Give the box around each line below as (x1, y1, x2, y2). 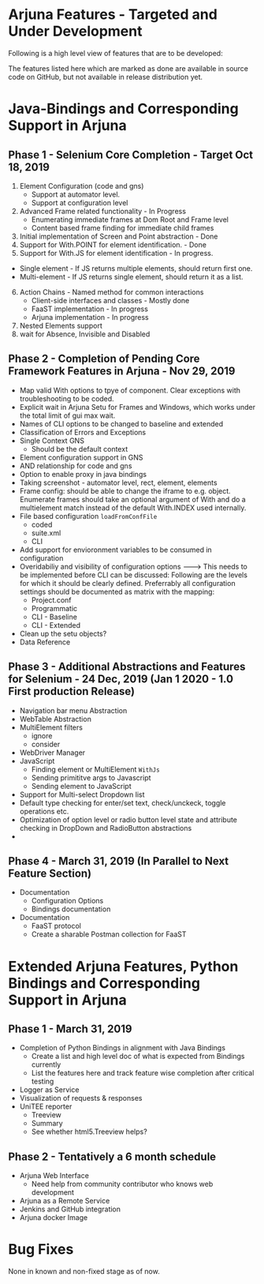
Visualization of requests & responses (19, 1094, 143, 1103)
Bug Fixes (8, 1241, 74, 1259)
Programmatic (31, 603, 78, 613)
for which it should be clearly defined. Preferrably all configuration (19, 578, 236, 588)
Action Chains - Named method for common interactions (19, 287, 204, 297)
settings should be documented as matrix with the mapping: (19, 587, 215, 596)
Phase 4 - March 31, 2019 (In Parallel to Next (8, 854, 229, 868)
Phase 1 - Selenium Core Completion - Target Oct (8, 148, 254, 161)
